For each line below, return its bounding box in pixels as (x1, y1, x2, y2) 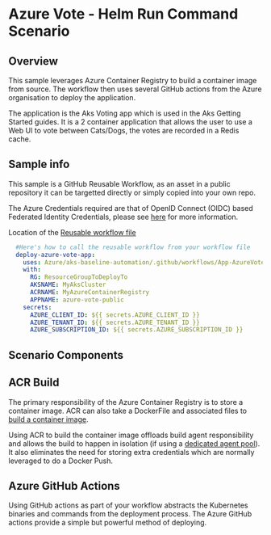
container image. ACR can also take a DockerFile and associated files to (8, 406, 248, 415)
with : (23, 266, 42, 274)
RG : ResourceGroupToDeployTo (29, 273, 128, 281)
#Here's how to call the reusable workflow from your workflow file (15, 243, 251, 251)
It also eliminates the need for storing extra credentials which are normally (8, 447, 255, 457)
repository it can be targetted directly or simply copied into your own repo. (8, 187, 256, 197)
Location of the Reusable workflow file (8, 227, 136, 237)
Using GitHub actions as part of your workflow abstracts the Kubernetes (8, 500, 248, 510)
